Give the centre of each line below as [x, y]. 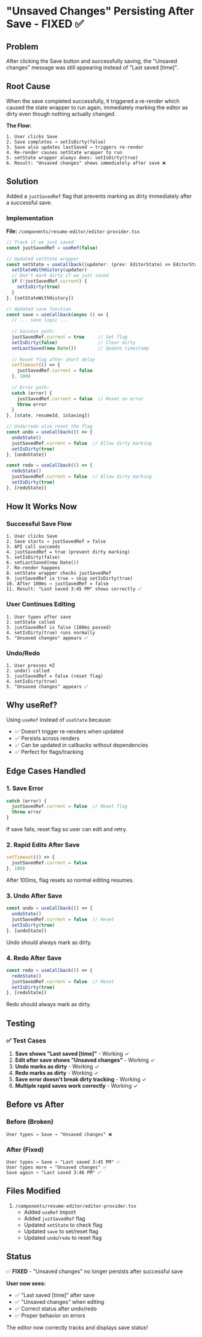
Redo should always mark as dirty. [49, 1004]
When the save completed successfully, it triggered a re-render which [93, 101]
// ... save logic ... [40, 320]
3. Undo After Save [34, 896]
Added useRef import [50, 1212]
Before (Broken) [30, 1122]
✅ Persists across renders [47, 738]
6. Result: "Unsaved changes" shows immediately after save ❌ [86, 163]
